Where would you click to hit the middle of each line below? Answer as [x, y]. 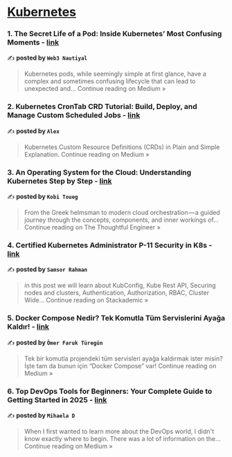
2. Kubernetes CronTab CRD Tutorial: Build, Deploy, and [102, 107]
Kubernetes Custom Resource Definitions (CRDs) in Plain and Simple [122, 147]
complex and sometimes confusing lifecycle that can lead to [110, 81]
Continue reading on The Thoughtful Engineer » [92, 227]
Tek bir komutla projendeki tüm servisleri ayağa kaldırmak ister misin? [123, 359]
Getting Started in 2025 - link [57, 399]
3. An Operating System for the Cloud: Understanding [99, 172]
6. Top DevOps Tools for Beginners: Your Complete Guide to [110, 391]
